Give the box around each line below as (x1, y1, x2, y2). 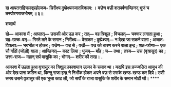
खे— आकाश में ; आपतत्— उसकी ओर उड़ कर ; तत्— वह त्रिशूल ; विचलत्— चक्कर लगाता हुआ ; (5, 31, 163, 37)
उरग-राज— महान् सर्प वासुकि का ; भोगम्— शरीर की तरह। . (5, 54, 103, 60)
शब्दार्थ (5, 21, 16, 26)
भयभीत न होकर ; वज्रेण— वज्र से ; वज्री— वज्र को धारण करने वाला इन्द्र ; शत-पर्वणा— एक (23, 42, 166, 48)
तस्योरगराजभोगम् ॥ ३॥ (5, 11, 44, 16)
